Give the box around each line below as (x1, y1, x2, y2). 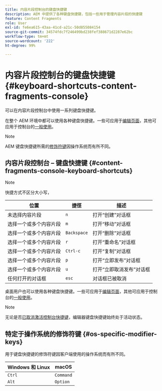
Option (55, 379, 70, 385)
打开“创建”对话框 (92, 212, 131, 219)
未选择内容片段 (7, 212, 42, 219)
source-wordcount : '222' (5, 39, 55, 44)
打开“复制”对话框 (92, 248, 131, 255)
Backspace (65, 230, 88, 235)
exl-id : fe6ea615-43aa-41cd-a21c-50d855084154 (5, 25, 101, 30)
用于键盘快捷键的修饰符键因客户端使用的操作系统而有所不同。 (5, 351, 128, 357)
